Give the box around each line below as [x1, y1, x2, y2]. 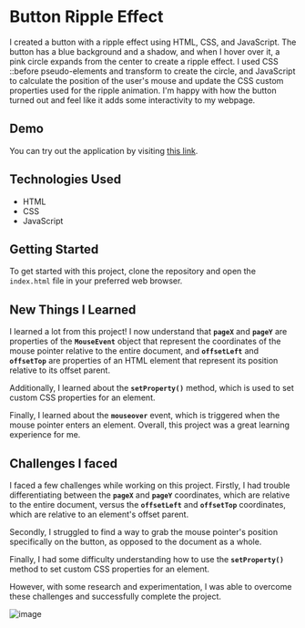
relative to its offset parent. [9, 365, 111, 376]
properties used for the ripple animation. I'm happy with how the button [9, 85, 277, 96]
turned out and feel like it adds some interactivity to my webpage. [9, 94, 256, 106]
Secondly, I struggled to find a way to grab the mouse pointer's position [9, 527, 279, 537]
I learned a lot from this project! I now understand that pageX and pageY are [9, 326, 288, 337]
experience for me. [9, 429, 81, 440]
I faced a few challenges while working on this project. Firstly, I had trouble [9, 480, 290, 490]
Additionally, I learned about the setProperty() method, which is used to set [9, 383, 294, 394]
